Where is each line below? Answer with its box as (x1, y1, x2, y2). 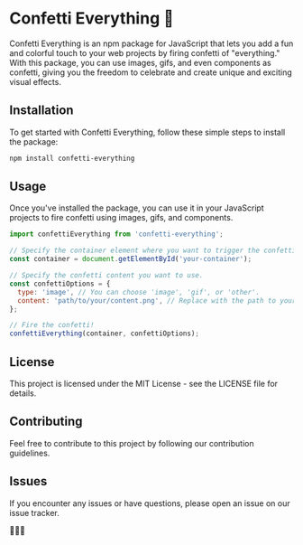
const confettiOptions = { (9, 279, 111, 288)
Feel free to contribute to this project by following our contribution (9, 437, 254, 448)
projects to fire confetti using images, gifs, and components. (9, 212, 234, 223)
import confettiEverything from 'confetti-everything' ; (9, 230, 224, 239)
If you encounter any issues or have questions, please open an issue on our (9, 497, 290, 509)
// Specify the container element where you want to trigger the (9, 246, 260, 256)
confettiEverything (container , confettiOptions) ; (9, 329, 200, 338)
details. (9, 388, 37, 399)
